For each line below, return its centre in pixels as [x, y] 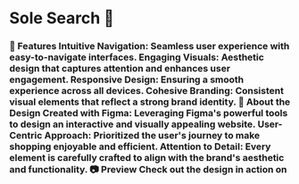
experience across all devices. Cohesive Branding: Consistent [146, 91]
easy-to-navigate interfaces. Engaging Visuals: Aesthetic [137, 57]
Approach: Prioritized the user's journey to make [152, 136]
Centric [26, 136]
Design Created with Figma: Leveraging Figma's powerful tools [149, 113]
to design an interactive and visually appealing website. [133, 124]
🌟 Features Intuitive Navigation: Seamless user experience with [149, 46]
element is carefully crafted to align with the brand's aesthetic [147, 158]
